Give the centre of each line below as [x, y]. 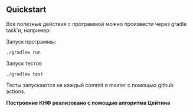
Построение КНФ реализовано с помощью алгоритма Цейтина [88, 103]
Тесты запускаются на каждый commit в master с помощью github [90, 85]
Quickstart [26, 10]
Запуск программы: [31, 41]
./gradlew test [25, 74]
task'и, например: [29, 30]
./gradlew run [24, 52]
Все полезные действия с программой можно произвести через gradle [97, 24]
